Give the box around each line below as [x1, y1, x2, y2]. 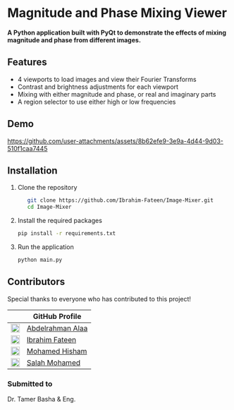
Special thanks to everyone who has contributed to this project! [7, 294, 192, 303]
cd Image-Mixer [27, 203, 72, 211]
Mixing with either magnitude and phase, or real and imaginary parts [17, 90, 216, 98]
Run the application [17, 243, 74, 251]
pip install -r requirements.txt [17, 230, 116, 237]
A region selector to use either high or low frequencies [17, 97, 176, 106]
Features [7, 56, 47, 68]
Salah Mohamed [27, 358, 81, 368]
